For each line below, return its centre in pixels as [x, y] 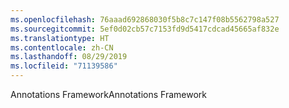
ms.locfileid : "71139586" [64, 66]
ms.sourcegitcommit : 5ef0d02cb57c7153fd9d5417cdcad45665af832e [145, 29]
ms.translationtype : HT [60, 38]
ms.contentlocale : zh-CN [62, 47]
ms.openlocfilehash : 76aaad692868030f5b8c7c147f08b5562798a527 [145, 19]
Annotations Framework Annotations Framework [109, 94]
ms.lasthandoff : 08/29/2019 [69, 57]
